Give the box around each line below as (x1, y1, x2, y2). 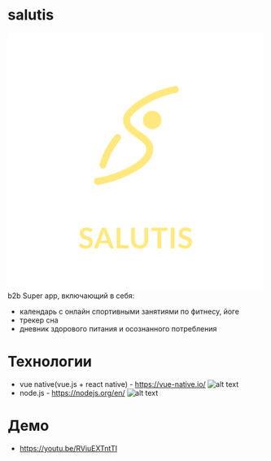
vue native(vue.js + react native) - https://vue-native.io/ (19, 379, 207, 389)
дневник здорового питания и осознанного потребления (19, 323, 217, 333)
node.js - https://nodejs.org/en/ (19, 388, 125, 397)
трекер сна (19, 315, 59, 325)
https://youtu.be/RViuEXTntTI (19, 443, 118, 453)
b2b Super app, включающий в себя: (7, 291, 135, 301)
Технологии (7, 353, 93, 371)
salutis (7, 6, 55, 24)
